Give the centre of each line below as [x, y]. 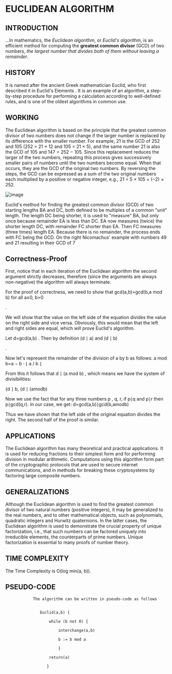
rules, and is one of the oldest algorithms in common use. [66, 101]
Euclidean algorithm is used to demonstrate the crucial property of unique [83, 526]
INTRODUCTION [32, 28]
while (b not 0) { [69, 621]
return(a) [60, 657]
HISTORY [21, 73]
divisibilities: [18, 379]
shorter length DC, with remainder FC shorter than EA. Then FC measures [83, 226]
